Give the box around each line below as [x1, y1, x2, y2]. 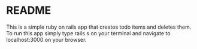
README [6, 4, 51, 17]
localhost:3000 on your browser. [6, 36, 87, 43]
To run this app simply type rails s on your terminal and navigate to [6, 29, 171, 36]
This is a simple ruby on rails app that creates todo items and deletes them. [6, 23, 192, 30]
